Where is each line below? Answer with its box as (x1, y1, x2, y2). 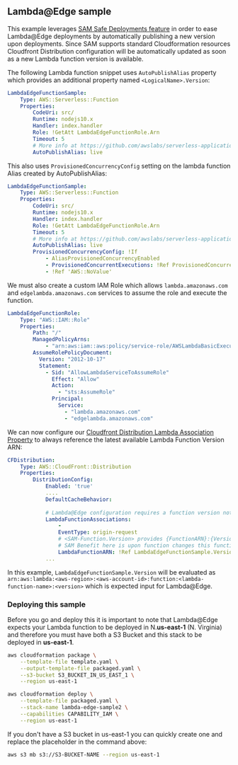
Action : (52, 382, 74, 389)
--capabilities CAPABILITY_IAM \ (20, 711, 119, 718)
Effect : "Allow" (52, 375, 100, 383)
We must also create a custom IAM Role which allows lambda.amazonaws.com (7, 281, 228, 289)
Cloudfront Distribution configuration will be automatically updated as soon (7, 47, 227, 55)
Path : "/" (33, 329, 62, 337)
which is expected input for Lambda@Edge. (84, 582, 212, 590)
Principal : (52, 396, 84, 403)
